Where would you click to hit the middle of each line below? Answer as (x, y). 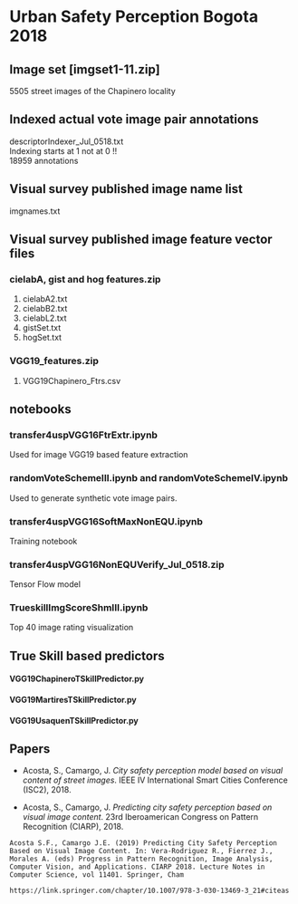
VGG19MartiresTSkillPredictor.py (73, 700)
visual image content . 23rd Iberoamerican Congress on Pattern (140, 817)
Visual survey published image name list (126, 189)
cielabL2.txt (44, 318)
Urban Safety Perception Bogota (134, 17)
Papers (30, 749)
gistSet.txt (42, 328)
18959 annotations (44, 160)
